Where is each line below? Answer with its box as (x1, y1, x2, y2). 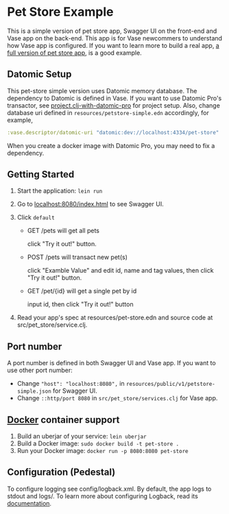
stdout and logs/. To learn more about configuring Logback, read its (7, 491, 199, 500)
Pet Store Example (7, 4, 114, 20)
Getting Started (7, 169, 75, 180)
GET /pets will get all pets (27, 227, 99, 235)
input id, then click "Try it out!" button (27, 300, 134, 308)
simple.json (16, 388, 51, 395)
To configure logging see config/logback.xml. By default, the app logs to (7, 485, 212, 493)
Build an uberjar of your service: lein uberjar (16, 432, 147, 441)
